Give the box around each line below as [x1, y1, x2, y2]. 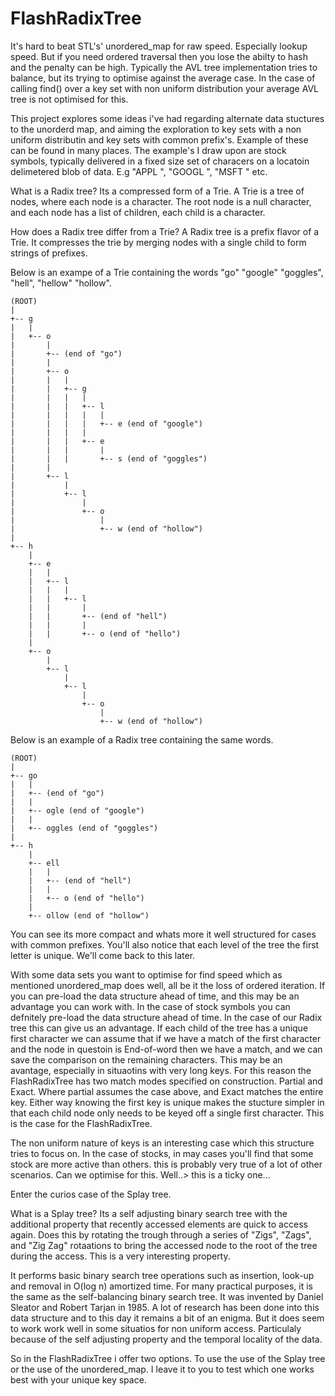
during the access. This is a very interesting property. [10, 1250, 231, 1262]
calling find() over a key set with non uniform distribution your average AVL [10, 82, 320, 94]
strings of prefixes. [10, 247, 88, 259]
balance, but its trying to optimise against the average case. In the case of [10, 72, 316, 84]
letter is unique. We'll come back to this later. [10, 949, 196, 961]
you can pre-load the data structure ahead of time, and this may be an [10, 990, 300, 1002]
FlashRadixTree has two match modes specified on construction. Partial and [10, 1075, 323, 1087]
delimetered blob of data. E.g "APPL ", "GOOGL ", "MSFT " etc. [10, 165, 268, 177]
